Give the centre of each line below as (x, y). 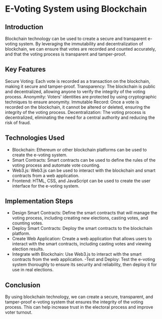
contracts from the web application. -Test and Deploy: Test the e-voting (83, 260)
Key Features (25, 69)
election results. (28, 249)
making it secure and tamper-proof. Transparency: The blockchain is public (80, 86)
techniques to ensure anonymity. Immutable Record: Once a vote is (72, 102)
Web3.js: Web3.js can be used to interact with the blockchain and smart (84, 170)
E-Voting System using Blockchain (76, 9)
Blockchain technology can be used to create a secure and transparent (76, 38)
